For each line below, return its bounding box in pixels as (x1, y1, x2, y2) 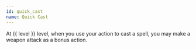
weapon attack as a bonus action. (6, 36, 88, 43)
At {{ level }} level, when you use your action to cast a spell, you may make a (6, 30, 191, 37)
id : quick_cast (6, 8, 43, 15)
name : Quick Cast (6, 14, 49, 20)
